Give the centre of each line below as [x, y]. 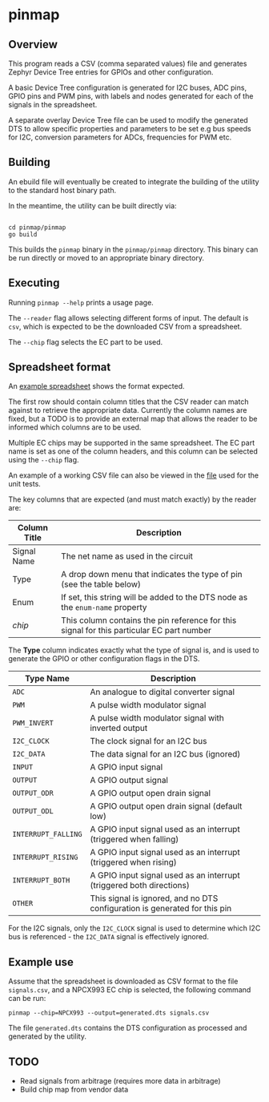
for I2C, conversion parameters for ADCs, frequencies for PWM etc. [120, 137]
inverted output [119, 729]
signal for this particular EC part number [137, 631]
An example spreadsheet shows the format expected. [97, 386]
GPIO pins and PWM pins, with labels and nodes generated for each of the [131, 96]
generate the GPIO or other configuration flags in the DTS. [104, 659]
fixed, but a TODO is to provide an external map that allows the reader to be [133, 419]
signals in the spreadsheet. [53, 105]
